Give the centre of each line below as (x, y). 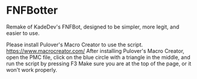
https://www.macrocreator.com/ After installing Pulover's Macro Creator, (96, 50)
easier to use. (23, 33)
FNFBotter (32, 10)
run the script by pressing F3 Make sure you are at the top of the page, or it (99, 64)
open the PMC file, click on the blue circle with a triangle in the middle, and (98, 57)
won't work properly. (32, 69)
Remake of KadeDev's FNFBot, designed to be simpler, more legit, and (93, 27)
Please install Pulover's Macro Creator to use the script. (75, 45)
